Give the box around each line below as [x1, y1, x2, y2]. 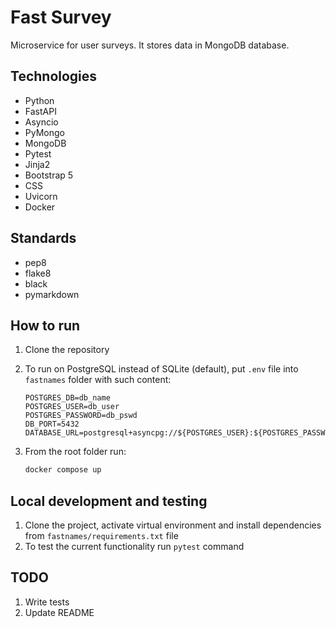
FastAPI [24, 105, 57, 117]
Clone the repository [24, 344, 110, 356]
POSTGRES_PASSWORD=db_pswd [24, 411, 138, 421]
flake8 [24, 267, 52, 279]
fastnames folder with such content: [24, 374, 172, 386]
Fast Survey [10, 6, 112, 29]
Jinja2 [24, 158, 51, 170]
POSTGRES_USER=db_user [24, 402, 120, 412]
